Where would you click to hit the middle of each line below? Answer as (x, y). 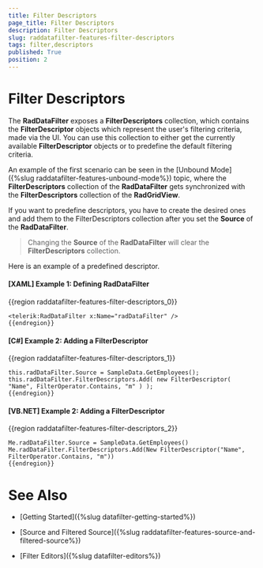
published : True (35, 52)
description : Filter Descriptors (63, 30)
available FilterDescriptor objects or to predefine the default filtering (120, 146)
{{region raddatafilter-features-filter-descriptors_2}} (93, 429)
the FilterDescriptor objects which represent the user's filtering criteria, (125, 129)
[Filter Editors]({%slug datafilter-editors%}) (90, 556)
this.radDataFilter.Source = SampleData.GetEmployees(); (104, 373)
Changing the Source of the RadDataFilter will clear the (118, 242)
